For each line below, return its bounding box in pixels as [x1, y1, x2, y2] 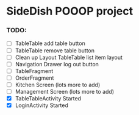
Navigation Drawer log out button [15, 60, 99, 68]
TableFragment [15, 67, 54, 74]
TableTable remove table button [15, 47, 95, 54]
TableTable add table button [15, 40, 85, 47]
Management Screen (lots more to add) [15, 88, 115, 95]
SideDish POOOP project [6, 4, 133, 18]
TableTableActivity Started [15, 94, 81, 102]
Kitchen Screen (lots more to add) [15, 81, 101, 88]
